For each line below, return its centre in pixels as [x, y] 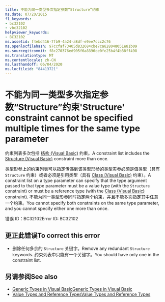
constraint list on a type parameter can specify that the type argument [76, 181]
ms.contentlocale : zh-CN [30, 60]
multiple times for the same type [73, 129]
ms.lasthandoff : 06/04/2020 [34, 64]
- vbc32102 [16, 28]
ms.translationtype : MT [29, 55]
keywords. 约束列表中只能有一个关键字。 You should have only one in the [86, 254]
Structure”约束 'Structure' [72, 107]
